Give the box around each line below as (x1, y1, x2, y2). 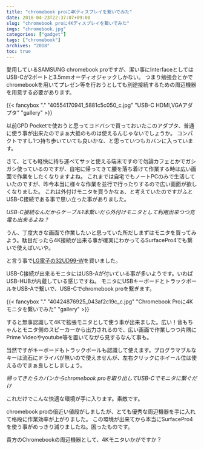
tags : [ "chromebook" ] (6, 37, 61, 43)
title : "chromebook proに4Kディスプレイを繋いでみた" (6, 8, 133, 15)
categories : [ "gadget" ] (6, 32, 67, 38)
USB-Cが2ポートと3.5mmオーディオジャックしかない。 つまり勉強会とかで (6, 73, 194, 81)
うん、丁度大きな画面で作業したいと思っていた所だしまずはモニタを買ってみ (6, 229, 197, 236)
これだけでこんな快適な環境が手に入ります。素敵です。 (6, 395, 143, 402)
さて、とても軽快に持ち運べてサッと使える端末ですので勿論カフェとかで (6, 157, 186, 164)
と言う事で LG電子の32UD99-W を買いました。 (6, 257, 121, 264)
